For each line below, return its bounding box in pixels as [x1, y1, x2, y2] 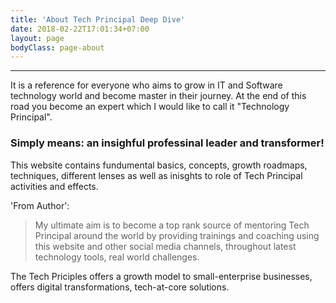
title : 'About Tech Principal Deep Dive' [10, 14, 186, 25]
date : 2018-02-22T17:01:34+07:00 [10, 24, 150, 34]
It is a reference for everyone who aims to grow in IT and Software [10, 79, 283, 91]
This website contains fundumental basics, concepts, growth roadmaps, [10, 159, 308, 171]
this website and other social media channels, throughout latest [34, 240, 297, 252]
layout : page [10, 33, 65, 43]
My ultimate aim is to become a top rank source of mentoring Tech [34, 219, 310, 231]
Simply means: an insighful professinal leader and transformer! [10, 136, 325, 150]
